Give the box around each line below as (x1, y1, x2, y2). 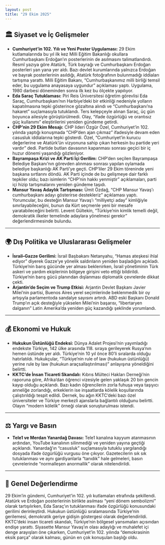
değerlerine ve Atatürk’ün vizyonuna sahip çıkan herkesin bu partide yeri (12, 140, 160, 146)
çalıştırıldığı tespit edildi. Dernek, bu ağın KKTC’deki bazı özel (12, 392, 136, 398)
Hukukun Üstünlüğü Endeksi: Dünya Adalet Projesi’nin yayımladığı (12, 340, 148, 346)
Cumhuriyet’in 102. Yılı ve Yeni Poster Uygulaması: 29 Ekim (12, 46, 136, 52)
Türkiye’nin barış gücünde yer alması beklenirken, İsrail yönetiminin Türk (12, 264, 159, 270)
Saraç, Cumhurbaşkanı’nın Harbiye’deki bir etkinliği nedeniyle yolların (12, 98, 152, 104)
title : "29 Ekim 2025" (5, 12, 52, 17)
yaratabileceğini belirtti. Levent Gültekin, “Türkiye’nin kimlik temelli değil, (12, 208, 159, 214)
